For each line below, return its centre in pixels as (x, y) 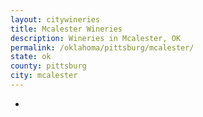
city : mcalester (44, 76)
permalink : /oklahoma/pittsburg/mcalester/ (102, 47)
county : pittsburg (48, 66)
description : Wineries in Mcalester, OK (96, 38)
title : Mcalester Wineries (66, 29)
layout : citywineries (55, 19)
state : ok (31, 57)
